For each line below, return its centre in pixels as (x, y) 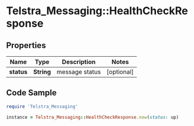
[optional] (120, 72)
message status (79, 72)
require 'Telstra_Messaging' (42, 106)
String (42, 72)
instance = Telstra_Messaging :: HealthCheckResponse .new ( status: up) (93, 117)
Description (79, 62)
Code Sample (31, 93)
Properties (26, 45)
